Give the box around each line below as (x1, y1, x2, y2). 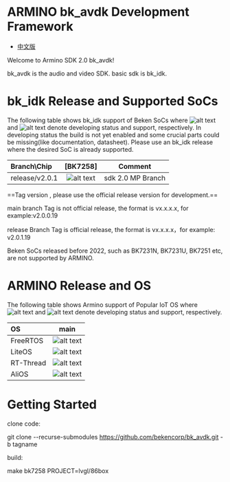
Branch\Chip (10, 161, 53, 171)
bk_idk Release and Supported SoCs (7, 93, 218, 109)
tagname (12, 440, 38, 448)
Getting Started (7, 397, 97, 412)
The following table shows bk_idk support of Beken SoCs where (7, 116, 188, 124)
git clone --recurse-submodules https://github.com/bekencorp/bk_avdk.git (7, 433, 219, 441)
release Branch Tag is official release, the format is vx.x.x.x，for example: (7, 225, 216, 233)
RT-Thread (10, 358, 47, 367)
